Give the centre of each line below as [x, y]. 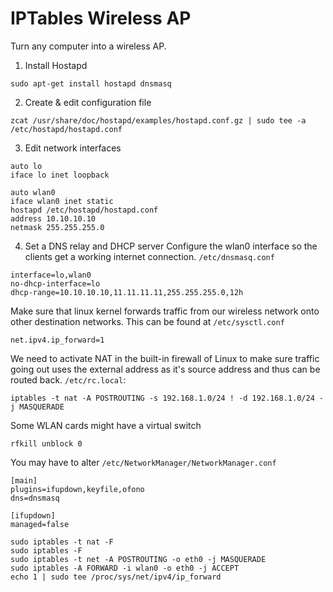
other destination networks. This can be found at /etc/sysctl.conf [147, 321]
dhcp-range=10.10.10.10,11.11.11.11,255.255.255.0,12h [127, 292]
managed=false [40, 524]
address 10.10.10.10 [53, 218]
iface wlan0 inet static [62, 201]
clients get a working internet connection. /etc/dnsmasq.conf [149, 256]
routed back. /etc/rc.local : [68, 379]
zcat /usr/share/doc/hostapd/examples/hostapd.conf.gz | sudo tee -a [158, 120]
